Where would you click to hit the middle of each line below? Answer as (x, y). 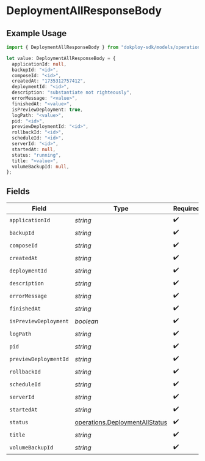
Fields (18, 191)
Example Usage (37, 33)
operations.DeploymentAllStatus (121, 422)
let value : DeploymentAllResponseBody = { (61, 58)
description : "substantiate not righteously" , (72, 92)
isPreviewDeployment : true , (48, 110)
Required (186, 209)
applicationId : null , (39, 64)
